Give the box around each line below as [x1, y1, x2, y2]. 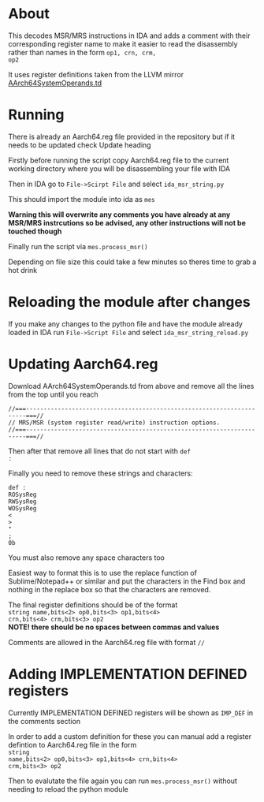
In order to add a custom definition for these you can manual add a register [8, 731, 252, 741]
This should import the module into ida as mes [8, 194, 155, 203]
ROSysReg [8, 491, 37, 498]
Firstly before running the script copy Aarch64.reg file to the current [8, 155, 229, 165]
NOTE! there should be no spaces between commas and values [8, 622, 220, 632]
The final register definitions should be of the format [8, 600, 178, 610]
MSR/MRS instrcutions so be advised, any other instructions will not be [8, 218, 246, 227]
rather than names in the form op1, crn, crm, [8, 47, 156, 57]
